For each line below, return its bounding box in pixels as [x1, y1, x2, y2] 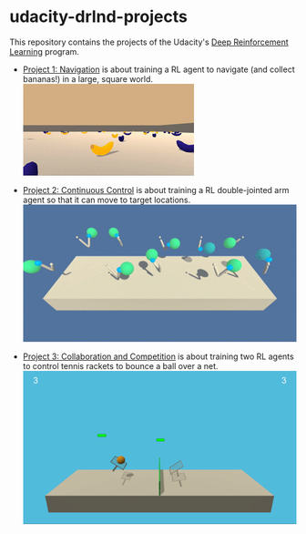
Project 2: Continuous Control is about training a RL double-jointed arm [22, 184, 290, 195]
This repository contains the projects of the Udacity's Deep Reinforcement [9, 36, 289, 47]
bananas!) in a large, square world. [22, 73, 153, 84]
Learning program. [9, 46, 80, 56]
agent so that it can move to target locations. [22, 194, 191, 205]
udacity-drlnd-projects [9, 6, 189, 27]
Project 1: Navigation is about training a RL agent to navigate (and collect [22, 64, 295, 75]
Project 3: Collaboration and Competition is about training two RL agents [22, 351, 294, 362]
